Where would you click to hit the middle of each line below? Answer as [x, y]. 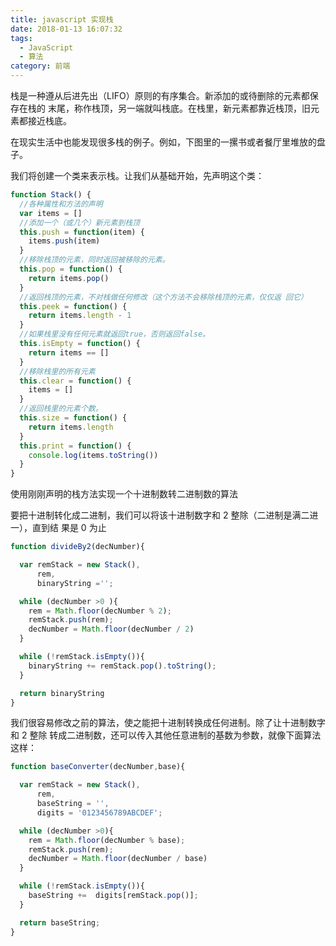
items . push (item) [64, 241]
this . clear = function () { [75, 381]
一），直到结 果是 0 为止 [58, 528]
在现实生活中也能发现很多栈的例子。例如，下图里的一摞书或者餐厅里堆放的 [163, 142]
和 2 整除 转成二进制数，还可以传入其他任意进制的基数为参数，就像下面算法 [166, 735]
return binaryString [62, 693]
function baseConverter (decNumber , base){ [98, 767]
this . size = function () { [73, 418]
